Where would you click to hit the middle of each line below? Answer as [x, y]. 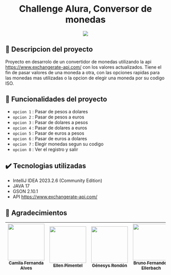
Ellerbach [151, 268]
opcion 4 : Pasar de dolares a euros [50, 128]
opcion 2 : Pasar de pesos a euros [48, 117]
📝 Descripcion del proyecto [49, 50]
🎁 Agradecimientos [36, 213]
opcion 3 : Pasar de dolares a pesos [50, 122]
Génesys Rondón [109, 266]
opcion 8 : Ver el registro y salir [45, 149]
